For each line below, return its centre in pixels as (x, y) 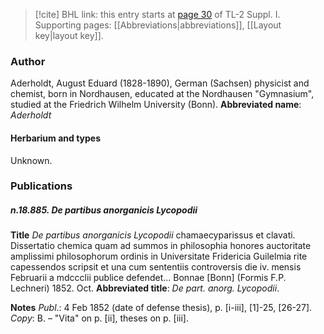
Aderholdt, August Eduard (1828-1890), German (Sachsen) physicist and (160, 83)
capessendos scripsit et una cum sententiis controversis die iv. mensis (156, 267)
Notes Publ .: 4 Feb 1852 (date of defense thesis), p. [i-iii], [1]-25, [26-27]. (161, 308)
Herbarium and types (56, 138)
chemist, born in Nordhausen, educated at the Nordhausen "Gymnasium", (162, 94)
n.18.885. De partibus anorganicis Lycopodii (104, 210)
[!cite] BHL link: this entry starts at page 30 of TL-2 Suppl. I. (157, 14)
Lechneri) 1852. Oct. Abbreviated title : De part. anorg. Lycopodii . (145, 288)
